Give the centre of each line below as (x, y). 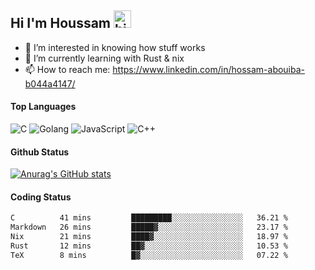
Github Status (40, 152)
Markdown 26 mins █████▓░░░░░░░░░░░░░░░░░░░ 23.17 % (149, 227)
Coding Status (41, 197)
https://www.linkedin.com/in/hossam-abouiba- (209, 69)
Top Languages (43, 107)
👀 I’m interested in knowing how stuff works (115, 47)
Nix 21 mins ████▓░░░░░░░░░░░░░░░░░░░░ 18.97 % (149, 237)
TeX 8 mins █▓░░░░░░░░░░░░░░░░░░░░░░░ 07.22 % (149, 255)
